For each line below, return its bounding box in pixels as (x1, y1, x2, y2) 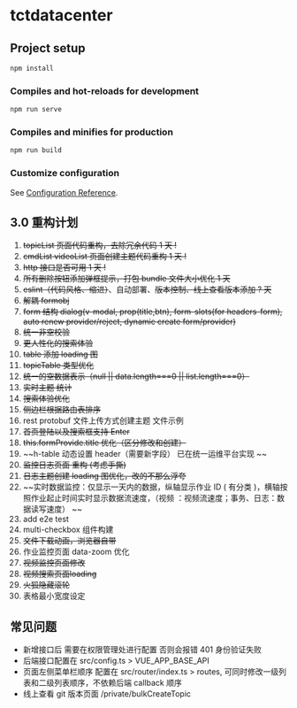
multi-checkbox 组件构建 (22, 524, 114, 535)
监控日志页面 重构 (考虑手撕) (22, 459, 126, 470)
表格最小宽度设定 (22, 590, 86, 602)
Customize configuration (10, 167, 120, 180)
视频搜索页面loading (22, 568, 97, 580)
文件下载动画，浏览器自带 (22, 535, 117, 546)
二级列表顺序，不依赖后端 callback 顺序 (38, 678, 182, 689)
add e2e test (22, 514, 70, 525)
